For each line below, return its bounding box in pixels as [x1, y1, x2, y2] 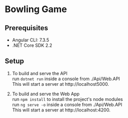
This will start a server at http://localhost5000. [12, 81, 109, 87]
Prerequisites [5, 24, 48, 32]
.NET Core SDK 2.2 [12, 42, 53, 48]
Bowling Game [5, 4, 67, 15]
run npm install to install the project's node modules [12, 96, 123, 102]
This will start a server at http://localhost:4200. [12, 107, 111, 113]
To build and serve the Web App [12, 91, 80, 97]
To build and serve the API [12, 70, 68, 76]
